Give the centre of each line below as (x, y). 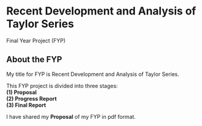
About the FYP (34, 59)
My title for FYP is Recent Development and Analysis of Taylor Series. (93, 74)
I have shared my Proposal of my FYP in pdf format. (71, 116)
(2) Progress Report (32, 98)
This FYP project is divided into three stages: (62, 86)
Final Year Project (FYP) (36, 40)
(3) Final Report (26, 105)
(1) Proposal (22, 92)
